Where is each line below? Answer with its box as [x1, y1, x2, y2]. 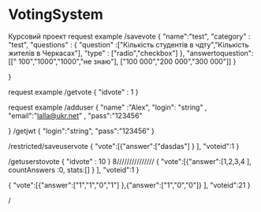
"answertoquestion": [186, 48, 254, 58]
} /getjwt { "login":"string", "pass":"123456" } [8, 126, 155, 136]
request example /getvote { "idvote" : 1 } [8, 87, 139, 96]
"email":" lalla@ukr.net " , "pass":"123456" [8, 110, 144, 120]
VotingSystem [8, 6, 104, 24]
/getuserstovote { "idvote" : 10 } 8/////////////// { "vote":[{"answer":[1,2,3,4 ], [8, 156, 252, 166]
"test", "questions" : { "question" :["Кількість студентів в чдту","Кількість [8, 39, 249, 49]
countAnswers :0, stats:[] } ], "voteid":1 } [8, 165, 140, 174]
